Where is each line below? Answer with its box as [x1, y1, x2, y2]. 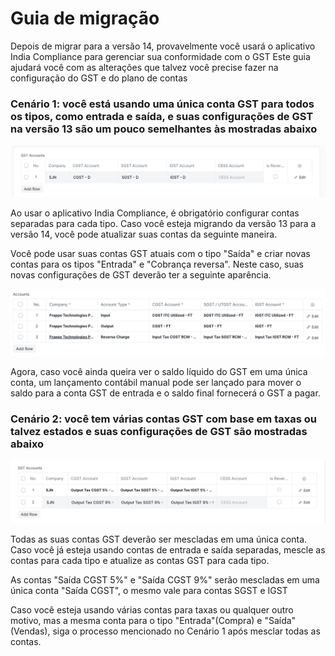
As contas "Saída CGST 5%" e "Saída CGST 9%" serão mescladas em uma [10, 574, 320, 586]
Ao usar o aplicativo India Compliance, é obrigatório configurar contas [10, 207, 300, 219]
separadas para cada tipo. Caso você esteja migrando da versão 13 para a [10, 218, 317, 230]
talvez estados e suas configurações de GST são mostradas [10, 424, 308, 438]
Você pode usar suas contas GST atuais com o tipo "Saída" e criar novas [10, 248, 311, 260]
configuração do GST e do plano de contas [10, 72, 188, 84]
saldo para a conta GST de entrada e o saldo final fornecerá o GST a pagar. [10, 387, 321, 399]
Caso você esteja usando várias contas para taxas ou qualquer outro [10, 604, 294, 616]
